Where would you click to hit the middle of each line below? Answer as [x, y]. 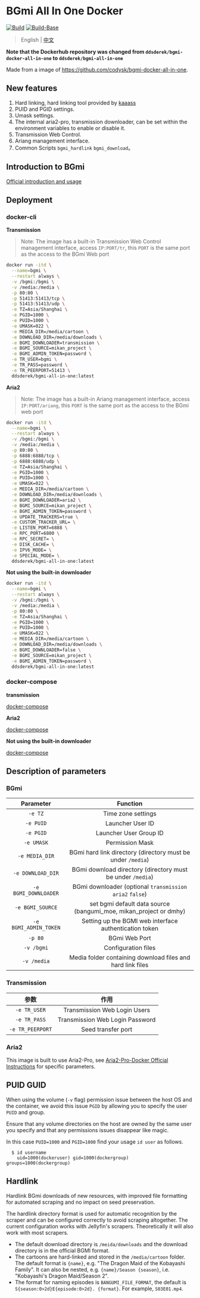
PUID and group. [26, 1112]
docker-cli [21, 217]
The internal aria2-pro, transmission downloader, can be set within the [101, 122]
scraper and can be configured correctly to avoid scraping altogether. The [97, 1220]
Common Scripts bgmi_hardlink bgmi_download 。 [74, 148]
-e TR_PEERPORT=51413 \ [41, 370]
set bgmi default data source [130, 904]
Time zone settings [130, 814]
